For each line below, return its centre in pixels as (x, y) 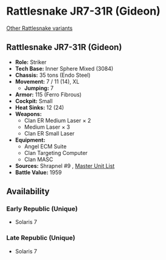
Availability (28, 191)
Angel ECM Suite (45, 146)
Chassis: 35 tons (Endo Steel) (53, 75)
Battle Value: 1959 (38, 172)
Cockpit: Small (34, 101)
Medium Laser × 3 (47, 127)
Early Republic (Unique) (42, 209)
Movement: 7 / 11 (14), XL (47, 81)
